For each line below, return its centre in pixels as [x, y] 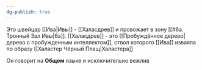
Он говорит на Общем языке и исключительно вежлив [78, 60]
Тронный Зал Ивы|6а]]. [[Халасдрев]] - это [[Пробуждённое [85, 36]
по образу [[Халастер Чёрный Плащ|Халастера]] [70, 49]
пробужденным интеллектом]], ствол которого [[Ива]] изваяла [114, 42]
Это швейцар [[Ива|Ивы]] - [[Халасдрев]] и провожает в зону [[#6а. [95, 29]
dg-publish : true [28, 12]
